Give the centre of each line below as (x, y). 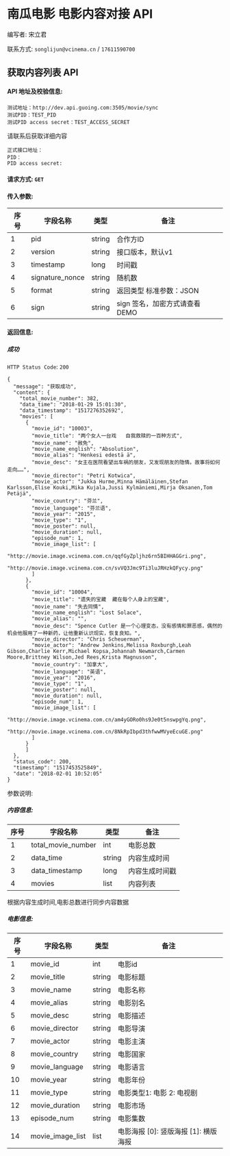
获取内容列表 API (43, 73)
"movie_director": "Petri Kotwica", (84, 476)
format (41, 291)
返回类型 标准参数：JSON (157, 291)
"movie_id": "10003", (63, 428)
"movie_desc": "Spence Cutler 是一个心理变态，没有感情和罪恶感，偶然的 (127, 626)
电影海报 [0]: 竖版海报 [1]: (159, 1131)
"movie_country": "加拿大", (70, 664)
